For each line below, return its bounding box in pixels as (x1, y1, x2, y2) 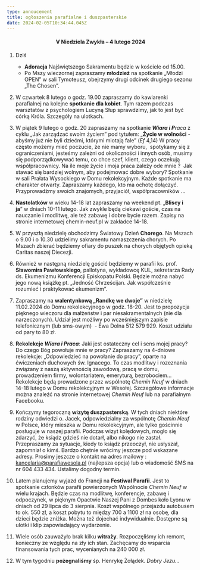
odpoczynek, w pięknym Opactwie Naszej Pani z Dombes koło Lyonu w (15, 496, 191, 503)
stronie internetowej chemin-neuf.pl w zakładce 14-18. (15, 218, 149, 225)
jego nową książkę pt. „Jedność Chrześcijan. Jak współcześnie (15, 279, 171, 286)
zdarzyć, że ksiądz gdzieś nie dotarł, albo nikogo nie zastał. (15, 434, 162, 441)
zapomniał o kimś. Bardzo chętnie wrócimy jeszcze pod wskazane (15, 446, 178, 453)
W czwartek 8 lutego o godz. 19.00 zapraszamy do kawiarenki (15, 94, 168, 101)
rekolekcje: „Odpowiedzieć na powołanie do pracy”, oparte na (15, 353, 167, 360)
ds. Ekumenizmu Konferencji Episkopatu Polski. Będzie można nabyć (15, 272, 185, 280)
